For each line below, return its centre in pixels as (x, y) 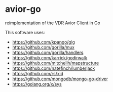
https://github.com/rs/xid (38, 73)
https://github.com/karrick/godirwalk (50, 57)
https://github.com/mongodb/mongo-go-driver (60, 79)
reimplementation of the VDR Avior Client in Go (53, 23)
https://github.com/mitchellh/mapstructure (56, 63)
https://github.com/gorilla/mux (43, 47)
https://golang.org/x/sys (37, 84)
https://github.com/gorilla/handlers (48, 52)
